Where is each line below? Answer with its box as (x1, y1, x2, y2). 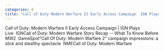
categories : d (5, 7, 34, 12)
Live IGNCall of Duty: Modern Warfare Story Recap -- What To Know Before (5, 30, 159, 36)
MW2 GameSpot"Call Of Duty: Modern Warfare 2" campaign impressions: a (5, 35, 159, 41)
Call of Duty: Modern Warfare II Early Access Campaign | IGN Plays (5, 25, 140, 31)
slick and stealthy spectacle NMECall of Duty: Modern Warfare (5, 40, 132, 46)
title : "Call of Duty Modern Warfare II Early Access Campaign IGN (5, 12, 147, 17)
